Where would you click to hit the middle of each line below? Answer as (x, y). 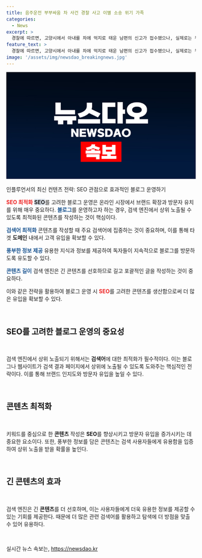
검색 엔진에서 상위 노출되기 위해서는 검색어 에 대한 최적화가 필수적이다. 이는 (94, 359)
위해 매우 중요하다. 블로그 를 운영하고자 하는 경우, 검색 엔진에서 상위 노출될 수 (102, 210)
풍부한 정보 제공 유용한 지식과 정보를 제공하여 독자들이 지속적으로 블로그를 (93, 251)
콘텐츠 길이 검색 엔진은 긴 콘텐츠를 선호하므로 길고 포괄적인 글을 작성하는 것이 (97, 271)
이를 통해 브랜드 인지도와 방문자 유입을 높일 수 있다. (84, 374)
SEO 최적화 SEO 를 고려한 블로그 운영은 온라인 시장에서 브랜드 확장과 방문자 (95, 202)
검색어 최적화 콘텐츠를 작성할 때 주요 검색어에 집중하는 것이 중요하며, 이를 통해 (97, 230)
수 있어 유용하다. (26, 524)
